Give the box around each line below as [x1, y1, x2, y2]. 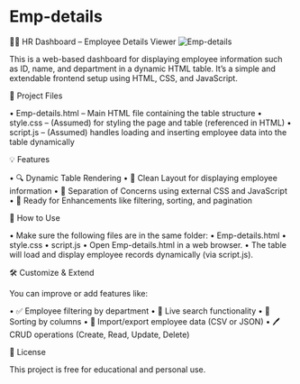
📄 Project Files [9, 90, 63, 101]
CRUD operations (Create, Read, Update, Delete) [9, 329, 190, 340]
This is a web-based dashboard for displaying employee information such [9, 53, 283, 64]
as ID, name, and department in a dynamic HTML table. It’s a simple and [9, 63, 277, 74]
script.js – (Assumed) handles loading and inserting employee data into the [9, 126, 287, 137]
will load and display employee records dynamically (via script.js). [9, 249, 254, 260]
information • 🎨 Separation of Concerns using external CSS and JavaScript [9, 185, 288, 196]
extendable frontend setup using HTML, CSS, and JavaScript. [9, 72, 239, 83]
